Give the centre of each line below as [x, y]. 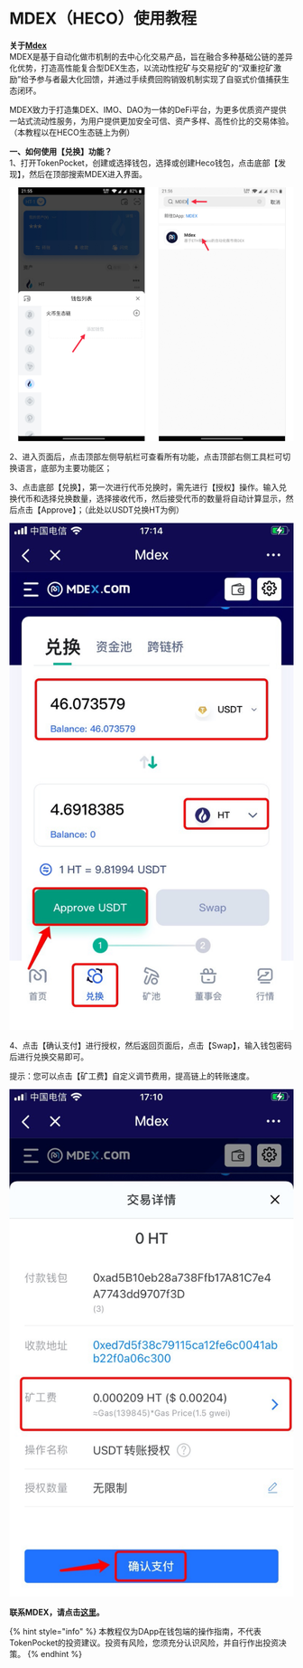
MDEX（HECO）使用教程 [103, 19]
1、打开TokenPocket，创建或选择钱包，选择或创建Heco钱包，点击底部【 [144, 163]
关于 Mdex [28, 45]
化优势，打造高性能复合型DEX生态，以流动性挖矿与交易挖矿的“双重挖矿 [142, 68]
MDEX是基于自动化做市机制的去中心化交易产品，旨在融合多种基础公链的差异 [151, 56]
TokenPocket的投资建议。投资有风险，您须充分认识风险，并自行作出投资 [144, 1643]
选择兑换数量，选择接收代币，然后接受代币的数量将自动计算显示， [163, 498]
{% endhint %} [55, 1654]
